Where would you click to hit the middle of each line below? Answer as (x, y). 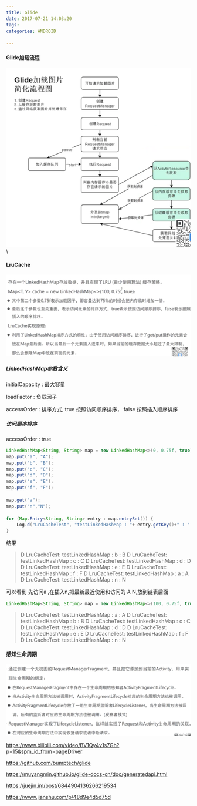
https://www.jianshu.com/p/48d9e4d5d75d (59, 797)
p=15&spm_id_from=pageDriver (44, 751)
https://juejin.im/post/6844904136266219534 (61, 785)
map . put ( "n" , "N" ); (28, 506)
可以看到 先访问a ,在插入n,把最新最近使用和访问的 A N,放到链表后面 (87, 592)
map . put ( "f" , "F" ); (30, 488)
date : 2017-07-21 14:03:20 (39, 19)
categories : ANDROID (31, 31)
